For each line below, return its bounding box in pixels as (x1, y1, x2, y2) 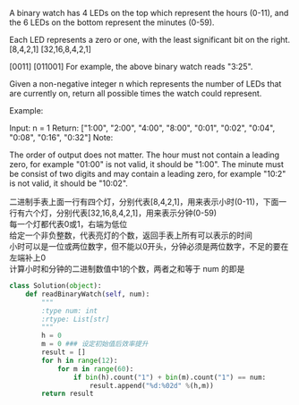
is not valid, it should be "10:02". (9, 178, 128, 189)
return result (41, 389, 94, 399)
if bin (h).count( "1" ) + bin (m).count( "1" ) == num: (73, 373, 267, 382)
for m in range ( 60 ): (56, 364, 134, 374)
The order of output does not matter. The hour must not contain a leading (9, 149, 280, 160)
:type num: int (41, 306, 98, 316)
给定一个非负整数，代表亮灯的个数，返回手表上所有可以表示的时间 (9, 230, 252, 240)
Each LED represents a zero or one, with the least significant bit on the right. (9, 35, 291, 45)
